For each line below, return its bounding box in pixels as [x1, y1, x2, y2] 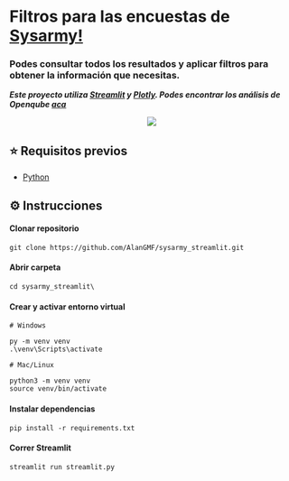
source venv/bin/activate [9, 384, 107, 393]
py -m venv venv [9, 337, 70, 347]
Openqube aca [9, 99, 67, 110]
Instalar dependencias [9, 403, 96, 414]
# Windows [9, 321, 47, 330]
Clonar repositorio [9, 223, 79, 234]
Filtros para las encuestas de [9, 6, 230, 27]
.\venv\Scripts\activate [9, 345, 103, 354]
